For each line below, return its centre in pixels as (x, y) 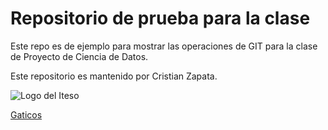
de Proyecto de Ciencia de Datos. (79, 56)
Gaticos (26, 114)
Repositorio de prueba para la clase (160, 18)
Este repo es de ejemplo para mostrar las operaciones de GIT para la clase (164, 46)
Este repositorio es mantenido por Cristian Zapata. (114, 76)
